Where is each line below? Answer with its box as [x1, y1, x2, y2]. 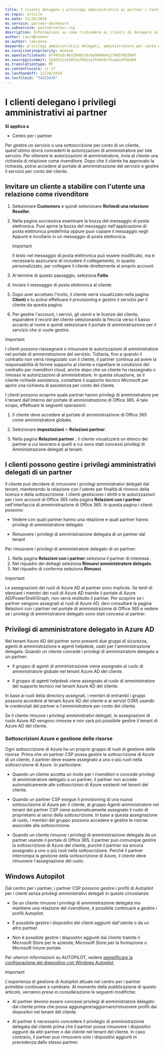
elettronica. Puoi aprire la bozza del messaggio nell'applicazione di [12, 223, 147, 229]
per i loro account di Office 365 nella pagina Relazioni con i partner [5, 497, 142, 503]
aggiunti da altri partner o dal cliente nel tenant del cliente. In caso [12, 1029, 145, 1035]
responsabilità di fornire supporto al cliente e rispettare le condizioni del [5, 361, 150, 367]
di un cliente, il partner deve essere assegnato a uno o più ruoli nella [5, 757, 143, 762]
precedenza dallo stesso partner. [12, 1039, 79, 1045]
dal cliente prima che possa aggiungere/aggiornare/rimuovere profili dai [12, 1004, 157, 1010]
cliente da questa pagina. [12, 302, 63, 308]
